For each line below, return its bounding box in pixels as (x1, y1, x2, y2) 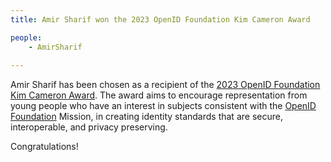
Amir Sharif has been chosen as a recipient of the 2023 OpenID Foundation (10, 79, 321, 91)
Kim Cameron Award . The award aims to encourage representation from (10, 89, 308, 101)
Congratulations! (10, 141, 79, 153)
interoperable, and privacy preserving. (10, 121, 168, 133)
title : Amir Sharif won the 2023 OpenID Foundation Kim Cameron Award (10, 14, 311, 25)
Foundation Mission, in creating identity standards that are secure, (10, 111, 283, 123)
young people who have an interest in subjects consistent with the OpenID (10, 100, 317, 112)
